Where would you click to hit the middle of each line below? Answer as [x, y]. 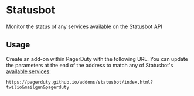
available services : [28, 71]
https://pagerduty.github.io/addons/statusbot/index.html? [80, 82]
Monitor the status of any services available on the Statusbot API [84, 26]
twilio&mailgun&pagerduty [38, 87]
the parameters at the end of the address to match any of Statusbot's [90, 65]
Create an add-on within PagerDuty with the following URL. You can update [97, 59]
